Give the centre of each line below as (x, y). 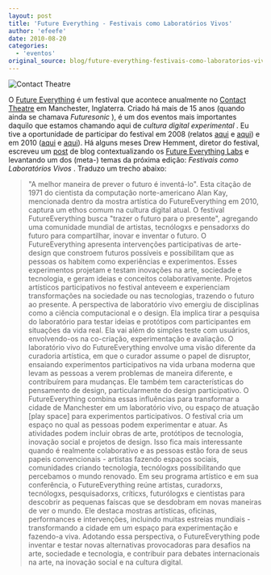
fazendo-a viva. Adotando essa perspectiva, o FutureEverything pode (144, 536)
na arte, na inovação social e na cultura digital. (105, 562)
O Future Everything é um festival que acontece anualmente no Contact (127, 99)
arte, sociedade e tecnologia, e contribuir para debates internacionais (144, 553)
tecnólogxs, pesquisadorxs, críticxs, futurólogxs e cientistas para (136, 493)
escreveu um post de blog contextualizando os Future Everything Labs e (129, 151)
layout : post (30, 16)
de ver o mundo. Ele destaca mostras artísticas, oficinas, (123, 510)
